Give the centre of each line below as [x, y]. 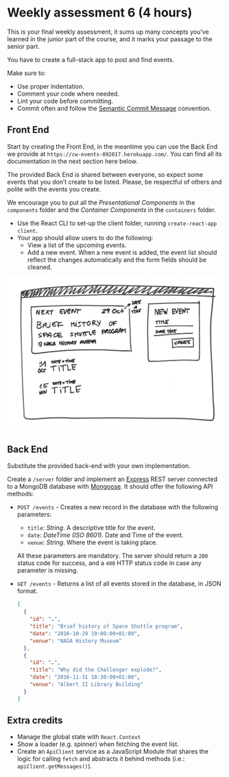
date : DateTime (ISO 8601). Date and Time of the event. [105, 535]
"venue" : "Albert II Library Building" [87, 685]
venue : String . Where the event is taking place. [92, 542]
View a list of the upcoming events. [77, 245]
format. [27, 591]
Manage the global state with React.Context [79, 737]
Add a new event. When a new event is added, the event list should [122, 252]
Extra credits [35, 721]
